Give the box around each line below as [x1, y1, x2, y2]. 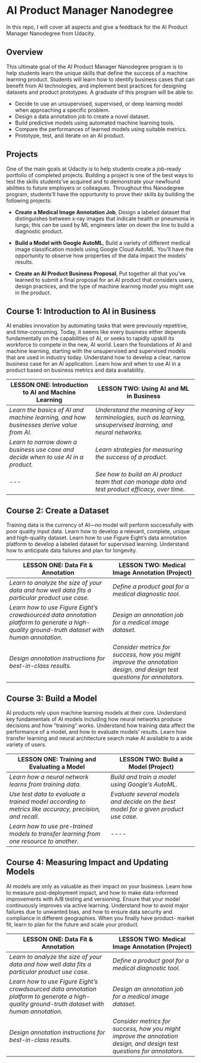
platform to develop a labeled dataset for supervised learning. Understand [6, 540, 189, 548]
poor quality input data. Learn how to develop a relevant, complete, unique [6, 528, 190, 535]
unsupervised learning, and [95, 421, 173, 429]
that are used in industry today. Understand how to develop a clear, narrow [6, 354, 191, 361]
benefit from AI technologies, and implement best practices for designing [6, 82, 187, 89]
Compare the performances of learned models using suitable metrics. [14, 125, 187, 132]
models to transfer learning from [9, 830, 100, 838]
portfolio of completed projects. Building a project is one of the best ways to [6, 171, 194, 178]
